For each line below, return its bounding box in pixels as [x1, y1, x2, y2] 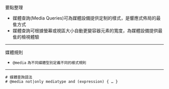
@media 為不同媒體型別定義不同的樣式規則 [12, 60, 87, 65]
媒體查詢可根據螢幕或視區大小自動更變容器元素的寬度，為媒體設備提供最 [12, 28, 162, 34]
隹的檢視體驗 [12, 34, 39, 40]
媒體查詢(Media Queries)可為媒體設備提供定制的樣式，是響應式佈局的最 [12, 15, 161, 21]
